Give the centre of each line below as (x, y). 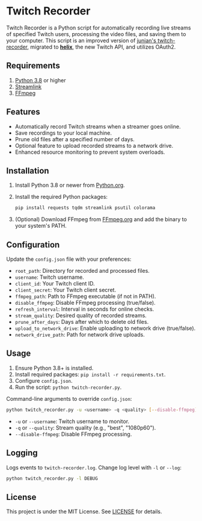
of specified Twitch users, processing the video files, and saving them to (96, 34)
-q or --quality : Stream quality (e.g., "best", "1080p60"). (85, 427)
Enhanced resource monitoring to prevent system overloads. (90, 152)
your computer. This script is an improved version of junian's (81, 40)
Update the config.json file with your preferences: (69, 259)
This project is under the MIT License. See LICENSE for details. (84, 511)
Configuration (33, 245)
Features (23, 112)
